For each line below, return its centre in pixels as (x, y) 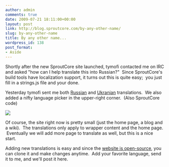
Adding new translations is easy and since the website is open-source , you (83, 148)
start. (11, 138)
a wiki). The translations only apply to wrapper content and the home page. (84, 128)
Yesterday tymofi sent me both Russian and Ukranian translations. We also (83, 92)
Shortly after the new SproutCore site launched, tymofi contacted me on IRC (85, 67)
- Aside (13, 52)
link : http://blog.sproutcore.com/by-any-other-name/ (63, 29)
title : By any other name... (36, 38)
